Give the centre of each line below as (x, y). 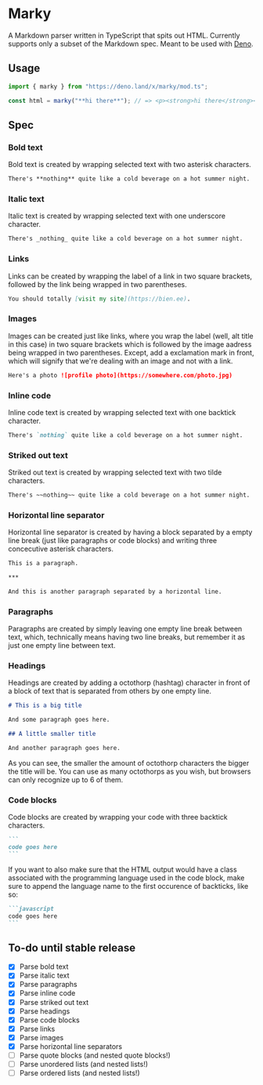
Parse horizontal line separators (71, 1046)
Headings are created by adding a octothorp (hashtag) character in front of (129, 683)
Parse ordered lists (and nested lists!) (79, 1073)
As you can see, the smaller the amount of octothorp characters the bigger (129, 763)
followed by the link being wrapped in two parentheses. (97, 284)
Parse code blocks (49, 1020)
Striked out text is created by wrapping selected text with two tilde (115, 472)
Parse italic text (44, 976)
